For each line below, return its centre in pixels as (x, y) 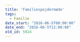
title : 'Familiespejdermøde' (35, 9)
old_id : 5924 (18, 32)
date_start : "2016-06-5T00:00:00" (40, 23)
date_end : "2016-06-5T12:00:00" (38, 28)
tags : (11, 14)
